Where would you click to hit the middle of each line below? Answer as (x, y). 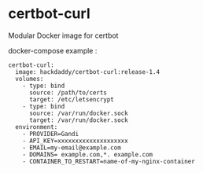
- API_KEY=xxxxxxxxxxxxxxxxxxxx (75, 141)
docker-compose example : (53, 50)
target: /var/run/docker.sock (78, 120)
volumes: (30, 79)
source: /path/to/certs (68, 92)
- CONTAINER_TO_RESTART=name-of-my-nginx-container (109, 161)
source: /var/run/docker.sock (78, 113)
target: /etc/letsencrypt (71, 99)
